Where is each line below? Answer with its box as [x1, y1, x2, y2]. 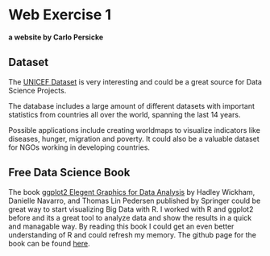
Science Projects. [8, 85, 67, 95]
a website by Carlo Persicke [8, 32, 104, 42]
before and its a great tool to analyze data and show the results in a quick [8, 213, 252, 222]
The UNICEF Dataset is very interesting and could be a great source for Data [8, 76, 262, 86]
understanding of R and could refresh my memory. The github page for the [8, 229, 256, 239]
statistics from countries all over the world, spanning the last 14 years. [8, 109, 241, 119]
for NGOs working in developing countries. [8, 142, 151, 152]
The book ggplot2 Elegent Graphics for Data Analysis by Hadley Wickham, [8, 187, 255, 196]
